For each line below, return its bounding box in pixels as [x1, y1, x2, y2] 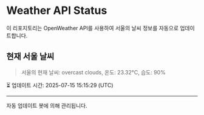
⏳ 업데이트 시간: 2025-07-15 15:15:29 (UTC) [6, 81, 114, 88]
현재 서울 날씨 [6, 51, 55, 62]
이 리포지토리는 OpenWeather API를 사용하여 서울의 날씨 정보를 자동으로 [6, 24, 179, 31]
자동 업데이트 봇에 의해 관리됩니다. [6, 102, 87, 109]
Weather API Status [6, 4, 107, 18]
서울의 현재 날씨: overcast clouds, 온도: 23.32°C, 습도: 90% [21, 68, 166, 76]
